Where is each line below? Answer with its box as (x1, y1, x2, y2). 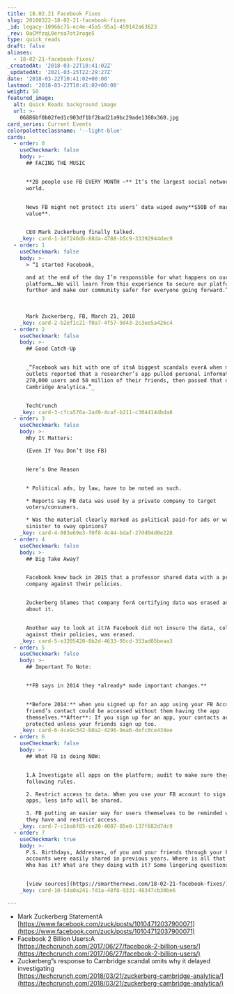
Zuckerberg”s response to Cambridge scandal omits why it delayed (17, 956, 211, 965)
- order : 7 (13, 829, 45, 836)
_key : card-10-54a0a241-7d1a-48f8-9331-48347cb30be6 (19, 887, 176, 894)
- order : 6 (13, 733, 45, 740)
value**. (25, 210, 52, 217)
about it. (25, 606, 54, 613)
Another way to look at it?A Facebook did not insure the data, (25, 624, 217, 631)
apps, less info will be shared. (25, 797, 123, 804)
